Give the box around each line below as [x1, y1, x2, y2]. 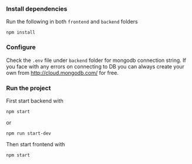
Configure [6, 43, 36, 51]
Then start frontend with [6, 140, 65, 147]
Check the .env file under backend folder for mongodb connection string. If [6, 57, 187, 64]
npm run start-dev [6, 130, 51, 136]
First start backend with [6, 97, 64, 104]
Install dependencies [6, 5, 68, 13]
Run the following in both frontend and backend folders [6, 18, 138, 25]
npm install [6, 29, 35, 35]
